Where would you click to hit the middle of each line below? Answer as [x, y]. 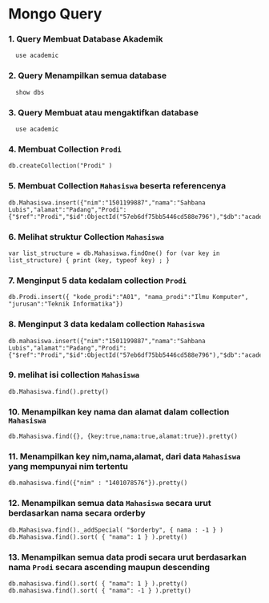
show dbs [30, 92]
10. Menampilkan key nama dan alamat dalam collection [119, 411]
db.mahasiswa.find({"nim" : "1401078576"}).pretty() [98, 483]
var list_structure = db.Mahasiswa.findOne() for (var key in [114, 253]
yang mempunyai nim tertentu [68, 467]
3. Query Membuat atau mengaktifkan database [103, 112]
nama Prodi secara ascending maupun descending [109, 567]
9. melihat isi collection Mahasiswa [74, 375]
